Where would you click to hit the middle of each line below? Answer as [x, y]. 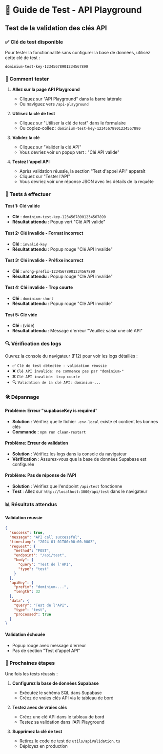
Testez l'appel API [31, 162]
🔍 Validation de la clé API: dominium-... [56, 382]
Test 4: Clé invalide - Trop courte [39, 287]
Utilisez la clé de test [33, 114]
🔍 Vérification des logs [33, 344]
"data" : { [19, 601]
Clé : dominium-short [33, 298]
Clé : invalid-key [30, 244]
